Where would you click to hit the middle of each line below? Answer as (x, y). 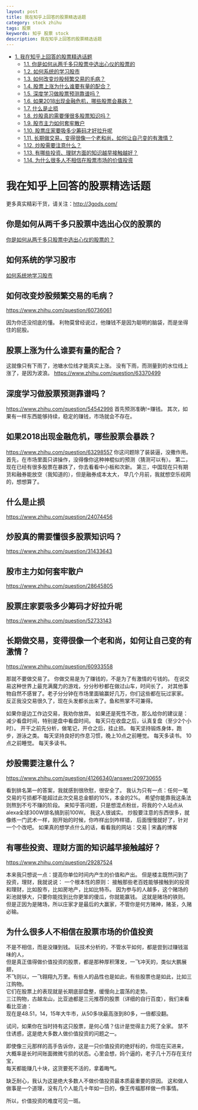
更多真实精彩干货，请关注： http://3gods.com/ (62, 203)
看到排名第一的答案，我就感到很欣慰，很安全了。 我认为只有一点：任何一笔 (97, 790)
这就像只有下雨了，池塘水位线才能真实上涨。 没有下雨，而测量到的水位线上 (97, 366)
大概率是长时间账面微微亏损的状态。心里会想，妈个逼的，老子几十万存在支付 (99, 1054)
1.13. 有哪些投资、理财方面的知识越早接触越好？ (81, 153)
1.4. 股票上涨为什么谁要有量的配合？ (67, 86)
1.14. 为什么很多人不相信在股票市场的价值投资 (78, 160)
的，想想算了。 (24, 481)
